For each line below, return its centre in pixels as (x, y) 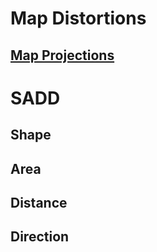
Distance (39, 202)
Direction (40, 237)
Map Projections (62, 55)
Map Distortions (78, 18)
